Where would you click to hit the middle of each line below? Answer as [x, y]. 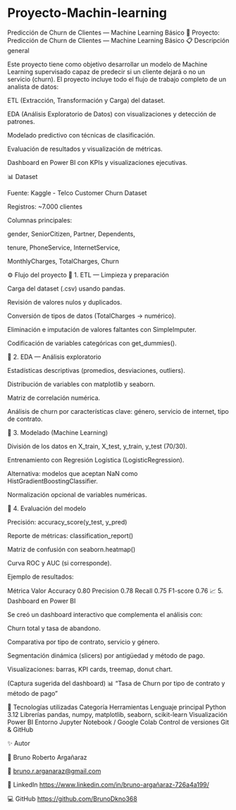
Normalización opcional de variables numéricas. [77, 494]
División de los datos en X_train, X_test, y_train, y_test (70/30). [98, 446]
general [18, 50]
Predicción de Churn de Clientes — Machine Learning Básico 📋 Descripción [118, 40]
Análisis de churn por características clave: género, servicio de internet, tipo [118, 411]
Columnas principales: [40, 220]
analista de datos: [33, 87]
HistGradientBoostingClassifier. [53, 481]
